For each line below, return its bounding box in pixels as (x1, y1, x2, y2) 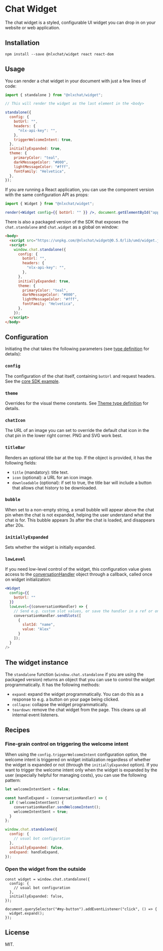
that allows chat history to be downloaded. (12, 485, 98, 490)
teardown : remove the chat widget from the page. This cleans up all (12, 707, 147, 712)
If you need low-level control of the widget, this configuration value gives (5, 566, 151, 572)
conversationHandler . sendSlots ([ (14, 613, 81, 618)
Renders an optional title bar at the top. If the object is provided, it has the (5, 454, 152, 461)
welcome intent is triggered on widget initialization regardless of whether (5, 757, 151, 763)
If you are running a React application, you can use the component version (5, 186, 154, 193)
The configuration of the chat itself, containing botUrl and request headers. (5, 373, 156, 379)
